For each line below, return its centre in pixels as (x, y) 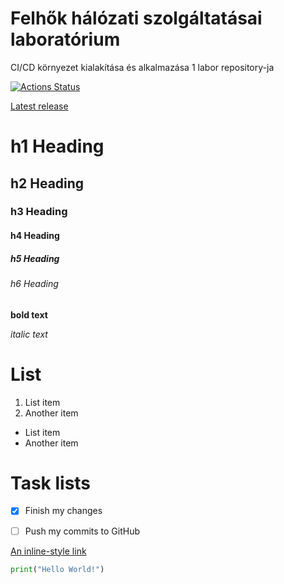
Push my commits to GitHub (82, 531)
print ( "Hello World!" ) (57, 569)
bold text (29, 314)
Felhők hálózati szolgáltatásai (136, 18)
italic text (29, 334)
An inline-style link (48, 551)
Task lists (51, 483)
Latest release (39, 106)
